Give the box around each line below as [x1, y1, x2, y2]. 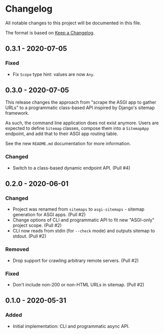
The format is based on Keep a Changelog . [5, 29, 95, 36]
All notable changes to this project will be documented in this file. [5, 20, 142, 26]
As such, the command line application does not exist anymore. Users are [5, 120, 159, 126]
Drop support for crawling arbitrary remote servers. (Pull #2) [12, 257, 139, 263]
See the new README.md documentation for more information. [5, 141, 131, 147]
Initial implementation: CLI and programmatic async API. [12, 323, 130, 329]
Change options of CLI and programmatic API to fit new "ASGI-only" [12, 217, 155, 223]
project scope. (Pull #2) [12, 222, 62, 228]
